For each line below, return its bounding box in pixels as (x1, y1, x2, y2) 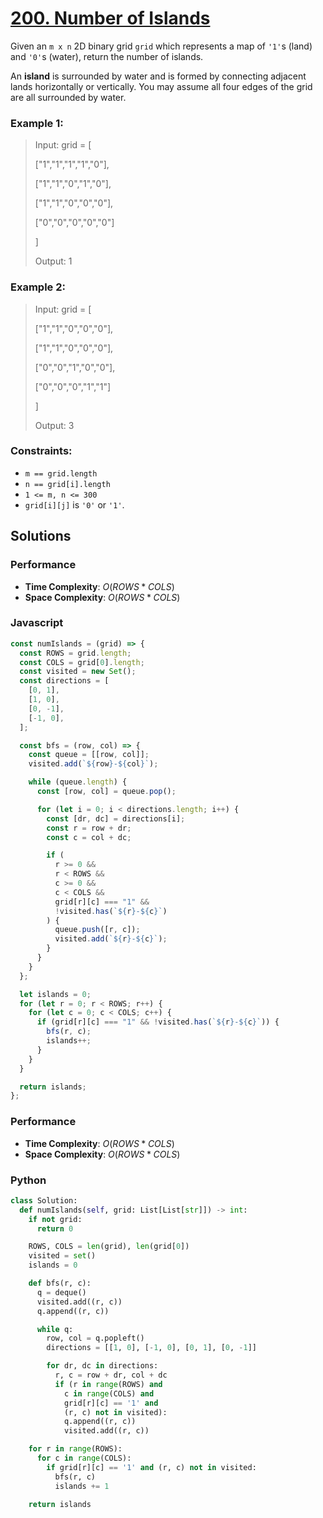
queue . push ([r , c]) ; (54, 925, 141, 935)
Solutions (10, 528, 72, 545)
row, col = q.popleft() (46, 1333, 145, 1344)
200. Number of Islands (10, 7, 211, 30)
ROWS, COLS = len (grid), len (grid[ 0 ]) (28, 1242, 190, 1252)
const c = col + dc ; (46, 832, 132, 842)
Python (10, 1173, 47, 1187)
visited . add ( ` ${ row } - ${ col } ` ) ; (28, 759, 159, 769)
